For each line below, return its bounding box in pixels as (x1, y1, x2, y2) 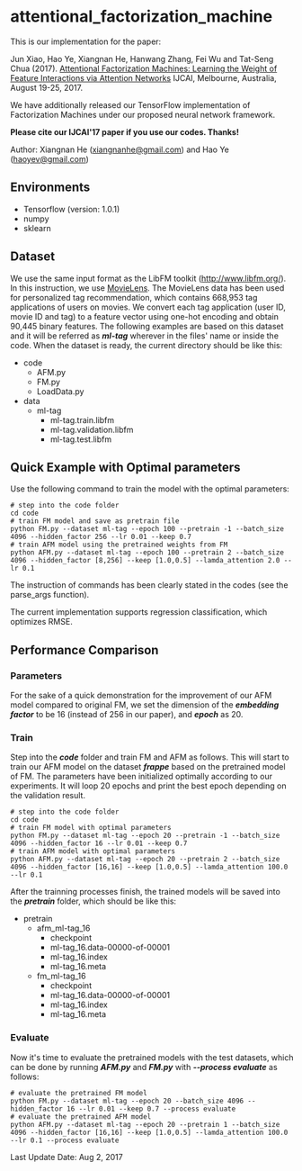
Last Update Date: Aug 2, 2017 (10, 1151, 124, 1162)
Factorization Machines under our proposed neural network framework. (10, 109, 276, 120)
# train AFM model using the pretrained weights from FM (10, 540, 228, 550)
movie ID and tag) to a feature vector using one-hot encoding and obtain (10, 311, 280, 321)
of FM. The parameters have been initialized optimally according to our (10, 771, 273, 782)
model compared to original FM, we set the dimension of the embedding (10, 699, 280, 710)
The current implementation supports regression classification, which (10, 607, 268, 617)
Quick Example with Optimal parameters (10, 459, 241, 474)
